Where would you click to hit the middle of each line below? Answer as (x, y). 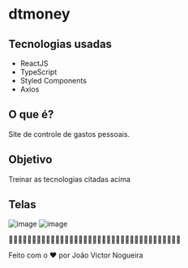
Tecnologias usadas (60, 44)
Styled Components (53, 81)
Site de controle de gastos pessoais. (69, 134)
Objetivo (30, 160)
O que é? (31, 115)
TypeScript (38, 72)
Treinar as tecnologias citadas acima (70, 179)
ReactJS (34, 63)
